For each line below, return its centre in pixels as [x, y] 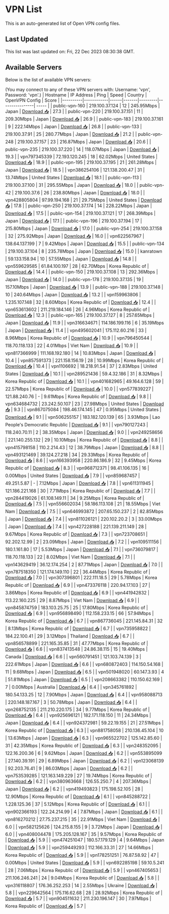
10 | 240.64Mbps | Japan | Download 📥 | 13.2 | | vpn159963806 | [73, 294]
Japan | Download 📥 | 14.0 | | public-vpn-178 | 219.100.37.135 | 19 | [74, 279]
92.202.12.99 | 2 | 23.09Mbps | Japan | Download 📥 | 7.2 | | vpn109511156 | [83, 542]
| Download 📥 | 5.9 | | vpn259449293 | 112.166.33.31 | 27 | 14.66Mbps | [79, 847]
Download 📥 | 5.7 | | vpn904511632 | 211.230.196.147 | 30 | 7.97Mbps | [78, 898]
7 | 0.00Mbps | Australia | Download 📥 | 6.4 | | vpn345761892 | [71, 687]
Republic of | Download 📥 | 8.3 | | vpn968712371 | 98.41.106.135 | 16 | [77, 468]
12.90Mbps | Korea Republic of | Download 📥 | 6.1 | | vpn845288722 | [78, 797]
